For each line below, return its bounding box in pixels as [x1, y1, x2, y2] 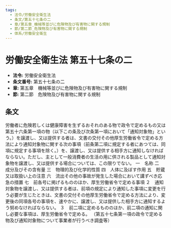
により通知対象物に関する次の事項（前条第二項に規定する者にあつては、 [9, 141, 161, 147]
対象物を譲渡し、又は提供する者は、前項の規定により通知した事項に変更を [5, 185, 161, 191]
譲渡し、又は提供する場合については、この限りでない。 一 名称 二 [18, 160, 159, 166]
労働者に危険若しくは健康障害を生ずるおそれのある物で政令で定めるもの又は [5, 122, 166, 128]
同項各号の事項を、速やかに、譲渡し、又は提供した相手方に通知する [18, 198, 161, 204]
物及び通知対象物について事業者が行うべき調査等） [5, 217, 112, 223]
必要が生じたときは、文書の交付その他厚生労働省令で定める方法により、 [9, 191, 161, 198]
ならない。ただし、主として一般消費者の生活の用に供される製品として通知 [5, 153, 161, 160]
